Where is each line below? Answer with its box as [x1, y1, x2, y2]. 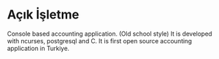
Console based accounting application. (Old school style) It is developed [7, 29, 213, 38]
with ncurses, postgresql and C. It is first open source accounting [7, 36, 192, 45]
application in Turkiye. [7, 44, 70, 52]
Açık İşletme [7, 7, 80, 23]
